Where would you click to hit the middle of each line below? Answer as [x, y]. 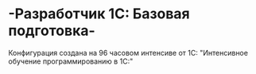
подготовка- [52, 31]
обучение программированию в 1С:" [71, 61]
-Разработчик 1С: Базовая [99, 14]
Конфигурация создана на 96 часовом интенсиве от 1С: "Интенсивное [128, 53]
